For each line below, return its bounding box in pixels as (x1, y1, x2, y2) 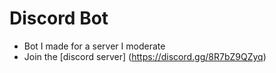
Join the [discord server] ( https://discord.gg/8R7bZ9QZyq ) (23, 50, 267, 62)
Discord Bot (9, 7, 109, 30)
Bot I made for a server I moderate (23, 40, 166, 52)
